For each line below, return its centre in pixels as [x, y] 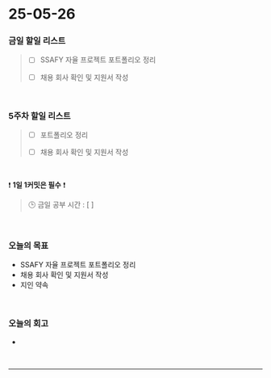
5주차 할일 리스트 [40, 115]
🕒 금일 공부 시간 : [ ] [61, 205]
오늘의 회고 [29, 324]
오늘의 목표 [29, 246]
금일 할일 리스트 [37, 41]
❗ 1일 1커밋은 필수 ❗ [37, 185]
